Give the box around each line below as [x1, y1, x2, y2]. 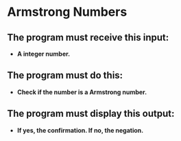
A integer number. [16, 50, 71, 58]
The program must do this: [7, 69, 123, 81]
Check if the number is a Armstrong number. [16, 87, 147, 96]
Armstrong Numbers [7, 4, 128, 20]
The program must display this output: [7, 108, 175, 120]
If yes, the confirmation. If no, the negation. [16, 126, 144, 134]
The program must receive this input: [7, 32, 169, 43]
